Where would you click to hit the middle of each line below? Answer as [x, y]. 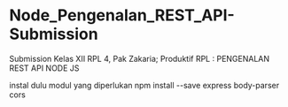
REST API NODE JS [44, 68]
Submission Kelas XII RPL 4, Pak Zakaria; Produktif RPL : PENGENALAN [140, 58]
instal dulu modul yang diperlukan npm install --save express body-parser [144, 85]
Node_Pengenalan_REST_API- [122, 15]
